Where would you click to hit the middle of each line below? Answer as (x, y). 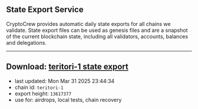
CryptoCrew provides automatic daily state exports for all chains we (88, 24)
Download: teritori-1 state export (67, 67)
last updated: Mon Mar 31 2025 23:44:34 (65, 81)
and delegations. (27, 42)
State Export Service (45, 10)
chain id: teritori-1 (39, 87)
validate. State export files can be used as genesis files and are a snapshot (97, 30)
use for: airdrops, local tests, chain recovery (68, 100)
